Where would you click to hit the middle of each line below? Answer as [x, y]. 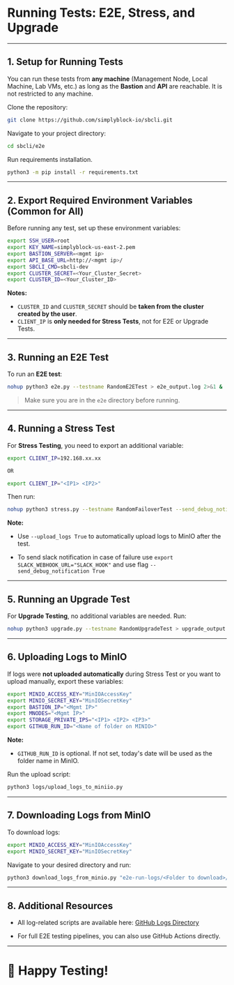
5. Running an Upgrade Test [69, 599]
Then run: [21, 497]
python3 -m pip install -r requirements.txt [73, 172]
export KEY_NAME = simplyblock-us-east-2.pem [71, 248]
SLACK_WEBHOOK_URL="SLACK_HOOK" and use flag [83, 565]
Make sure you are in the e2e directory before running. [102, 400]
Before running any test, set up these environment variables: [94, 228]
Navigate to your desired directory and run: [69, 865]
